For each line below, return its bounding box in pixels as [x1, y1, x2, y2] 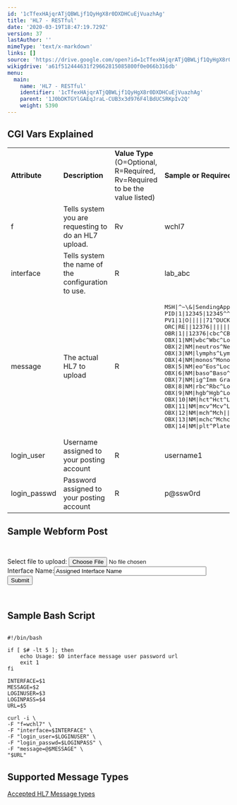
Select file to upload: [7, 557, 68, 565]
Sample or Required [164, 170, 233, 180]
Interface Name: [7, 566, 54, 575]
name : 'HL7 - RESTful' [20, 83, 87, 90]
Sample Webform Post [7, 526, 108, 538]
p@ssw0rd [164, 488, 201, 498]
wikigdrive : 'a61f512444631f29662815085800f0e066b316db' [7, 63, 178, 70]
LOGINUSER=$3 [7, 690, 46, 697]
